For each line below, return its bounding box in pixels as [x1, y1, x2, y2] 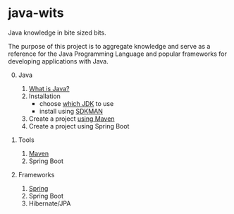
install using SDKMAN [39, 107, 103, 115]
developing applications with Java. [8, 57, 109, 65]
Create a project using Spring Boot [28, 121, 130, 130]
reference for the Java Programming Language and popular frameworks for [8, 49, 228, 58]
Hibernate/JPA [28, 199, 71, 208]
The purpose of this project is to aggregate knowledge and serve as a [8, 42, 211, 50]
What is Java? [28, 84, 70, 93]
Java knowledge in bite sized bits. [8, 28, 106, 37]
